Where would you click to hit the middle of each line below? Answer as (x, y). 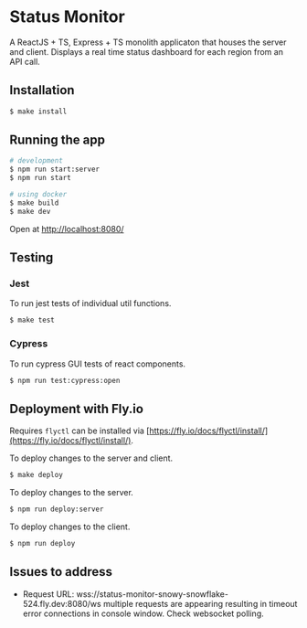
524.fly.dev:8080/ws (62, 603)
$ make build (34, 203)
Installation (42, 90)
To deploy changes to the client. (70, 527)
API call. (25, 61)
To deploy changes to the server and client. (91, 458)
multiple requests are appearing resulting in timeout (201, 603)
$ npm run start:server (55, 170)
